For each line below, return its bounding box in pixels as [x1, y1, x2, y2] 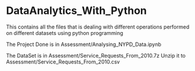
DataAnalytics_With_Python [6, 4, 147, 17]
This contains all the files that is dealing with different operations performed [6, 23, 190, 30]
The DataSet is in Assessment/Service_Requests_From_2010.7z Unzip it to [6, 52, 186, 59]
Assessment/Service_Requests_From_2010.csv [6, 58, 120, 65]
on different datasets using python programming [6, 29, 123, 36]
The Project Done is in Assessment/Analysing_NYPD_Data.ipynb [6, 41, 162, 48]
